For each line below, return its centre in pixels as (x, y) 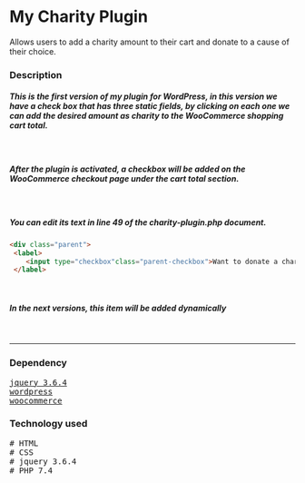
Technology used (49, 424)
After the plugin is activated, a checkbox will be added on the (128, 169)
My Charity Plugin (79, 17)
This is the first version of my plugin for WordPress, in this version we (143, 96)
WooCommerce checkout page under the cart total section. (124, 179)
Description (36, 74)
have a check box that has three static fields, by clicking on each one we (150, 106)
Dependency (39, 363)
